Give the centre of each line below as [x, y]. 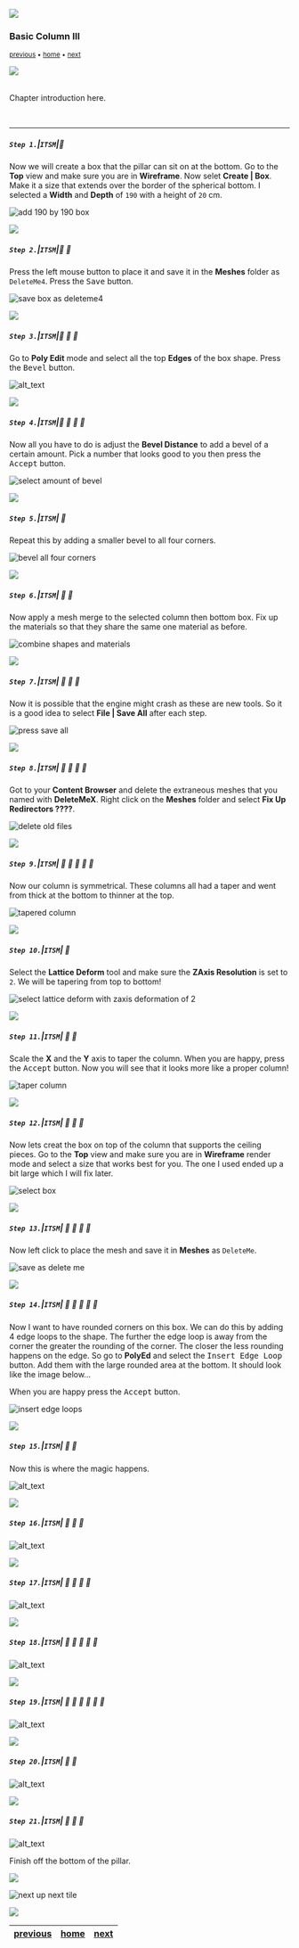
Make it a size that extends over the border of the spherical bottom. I [135, 185]
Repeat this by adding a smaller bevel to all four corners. [113, 540]
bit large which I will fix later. [61, 1173]
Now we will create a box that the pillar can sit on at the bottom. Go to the [144, 167]
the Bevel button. [42, 368]
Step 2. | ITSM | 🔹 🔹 [40, 249]
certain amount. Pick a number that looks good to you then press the [135, 454]
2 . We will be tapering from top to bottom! [85, 982]
